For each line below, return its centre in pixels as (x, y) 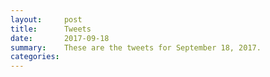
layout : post (46, 19)
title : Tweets (51, 29)
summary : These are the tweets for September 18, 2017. (136, 47)
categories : (35, 57)
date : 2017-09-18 (60, 38)
